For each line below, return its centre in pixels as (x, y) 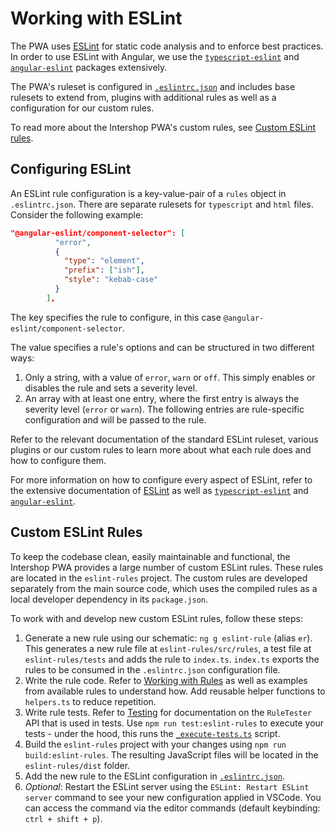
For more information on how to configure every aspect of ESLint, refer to (161, 479)
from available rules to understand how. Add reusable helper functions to (175, 691)
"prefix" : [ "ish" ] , (104, 270)
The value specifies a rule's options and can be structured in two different (162, 347)
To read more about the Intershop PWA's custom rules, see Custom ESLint (163, 127)
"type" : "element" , (104, 261)
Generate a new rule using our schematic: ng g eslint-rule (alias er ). (168, 638)
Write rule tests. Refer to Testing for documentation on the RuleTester (168, 712)
